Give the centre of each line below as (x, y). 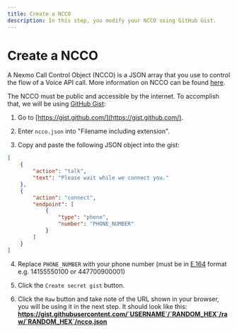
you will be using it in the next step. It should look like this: (102, 306)
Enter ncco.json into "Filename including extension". (93, 131)
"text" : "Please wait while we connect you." (101, 178)
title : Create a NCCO (39, 14)
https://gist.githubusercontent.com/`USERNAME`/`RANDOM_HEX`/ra (122, 314)
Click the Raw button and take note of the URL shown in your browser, (118, 299)
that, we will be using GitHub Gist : (57, 104)
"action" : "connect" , (65, 198)
